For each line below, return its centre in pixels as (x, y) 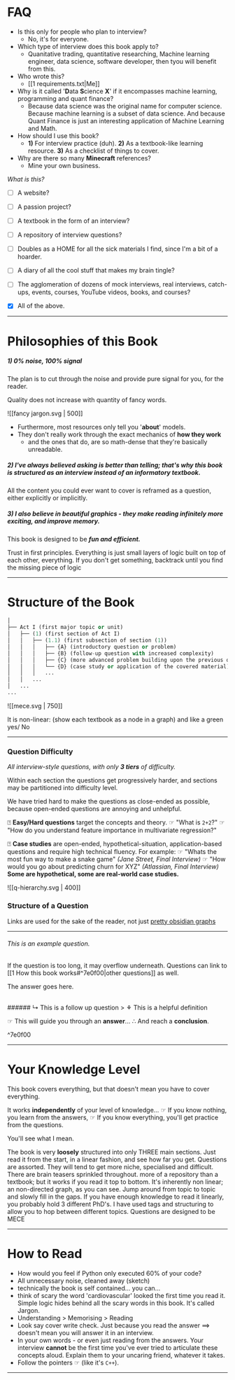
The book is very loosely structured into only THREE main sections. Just (112, 1152)
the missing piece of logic (44, 567)
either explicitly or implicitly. (48, 497)
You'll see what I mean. (41, 1138)
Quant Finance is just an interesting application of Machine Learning (126, 120)
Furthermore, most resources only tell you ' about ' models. (101, 427)
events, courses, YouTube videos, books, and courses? (111, 292)
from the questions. (36, 1124)
